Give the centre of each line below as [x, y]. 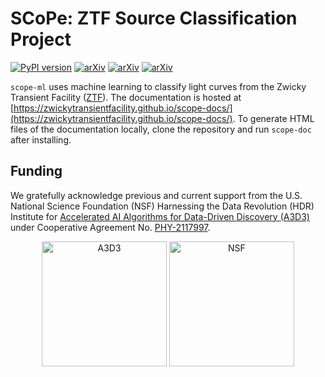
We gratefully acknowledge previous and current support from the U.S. [156, 195]
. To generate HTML [273, 118]
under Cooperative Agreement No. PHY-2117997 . [110, 227]
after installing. [41, 139]
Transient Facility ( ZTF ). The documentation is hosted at [126, 97]
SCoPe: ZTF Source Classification [154, 18]
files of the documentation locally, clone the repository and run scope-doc [161, 129]
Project [41, 39]
